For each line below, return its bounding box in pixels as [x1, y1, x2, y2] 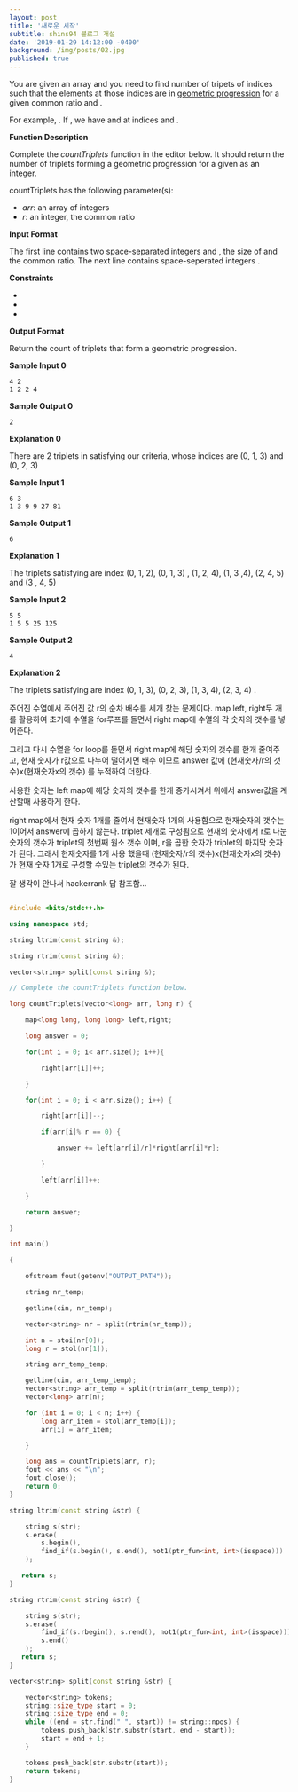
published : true [9, 54, 69, 63]
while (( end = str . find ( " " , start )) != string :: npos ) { [25, 1717, 240, 1726]
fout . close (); [25, 1474, 77, 1482]
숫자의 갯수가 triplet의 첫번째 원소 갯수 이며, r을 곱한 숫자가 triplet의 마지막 [9, 837, 267, 847]
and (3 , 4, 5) [9, 578, 57, 587]
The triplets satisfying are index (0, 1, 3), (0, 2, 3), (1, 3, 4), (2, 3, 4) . [9, 685, 257, 695]
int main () [9, 1239, 50, 1249]
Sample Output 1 [9, 518, 71, 528]
